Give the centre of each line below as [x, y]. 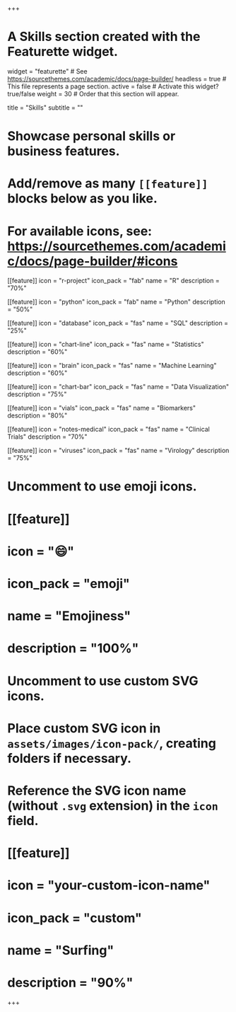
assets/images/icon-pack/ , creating [112, 743]
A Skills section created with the [104, 37]
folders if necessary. [70, 758]
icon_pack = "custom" [75, 918]
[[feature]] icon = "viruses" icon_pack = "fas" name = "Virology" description [118, 451]
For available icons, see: [80, 231]
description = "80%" [37, 415]
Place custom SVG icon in [84, 728]
